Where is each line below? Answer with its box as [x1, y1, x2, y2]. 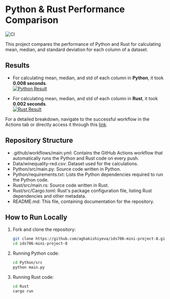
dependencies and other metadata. [12, 193, 86, 199]
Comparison [5, 14, 59, 26]
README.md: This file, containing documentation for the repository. [12, 198, 154, 204]
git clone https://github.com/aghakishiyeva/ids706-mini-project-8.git [12, 236, 167, 242]
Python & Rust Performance [5, 4, 125, 15]
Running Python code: [12, 250, 59, 256]
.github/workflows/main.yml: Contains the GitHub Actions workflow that [12, 149, 163, 156]
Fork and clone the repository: [12, 226, 76, 232]
